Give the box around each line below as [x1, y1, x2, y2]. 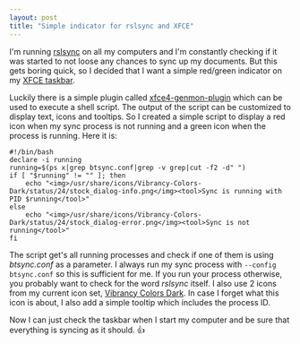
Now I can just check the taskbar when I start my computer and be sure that [9, 314, 290, 325]
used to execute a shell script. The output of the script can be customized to [9, 101, 291, 112]
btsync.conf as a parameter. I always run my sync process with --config [9, 259, 277, 270]
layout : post [9, 13, 58, 22]
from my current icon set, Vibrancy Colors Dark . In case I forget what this [9, 288, 279, 298]
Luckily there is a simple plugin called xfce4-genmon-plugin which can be [9, 91, 283, 103]
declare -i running [9, 155, 82, 164]
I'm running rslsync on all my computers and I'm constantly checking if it [9, 46, 278, 56]
